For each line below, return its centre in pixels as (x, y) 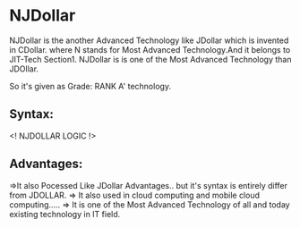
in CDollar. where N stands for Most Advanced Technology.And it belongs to (150, 49)
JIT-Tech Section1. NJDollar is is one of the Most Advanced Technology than (150, 59)
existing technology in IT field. (65, 214)
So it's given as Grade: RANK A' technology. (90, 86)
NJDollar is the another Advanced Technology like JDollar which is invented (149, 40)
